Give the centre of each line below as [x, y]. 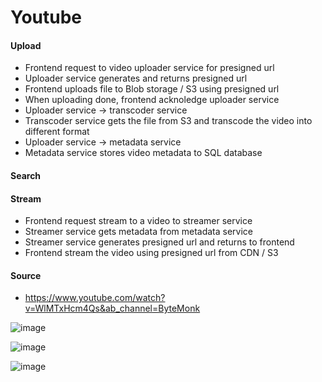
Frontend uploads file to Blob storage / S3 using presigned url [152, 89]
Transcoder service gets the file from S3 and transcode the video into [168, 121]
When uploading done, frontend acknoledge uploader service [152, 100]
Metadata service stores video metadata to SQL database [143, 153]
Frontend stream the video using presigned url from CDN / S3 [151, 253]
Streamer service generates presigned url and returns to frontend [159, 242]
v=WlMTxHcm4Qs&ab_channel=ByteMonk [112, 308]
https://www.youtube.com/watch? [95, 298]
